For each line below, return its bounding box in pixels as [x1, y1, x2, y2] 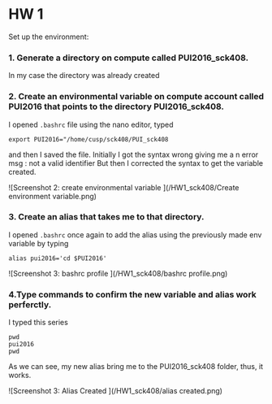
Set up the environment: [8, 32, 89, 41]
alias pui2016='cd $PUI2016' [8, 254, 107, 263]
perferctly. [8, 298, 52, 310]
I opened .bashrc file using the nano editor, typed [8, 119, 174, 129]
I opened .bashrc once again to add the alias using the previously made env [8, 229, 262, 240]
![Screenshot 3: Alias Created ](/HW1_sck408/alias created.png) [8, 386, 223, 396]
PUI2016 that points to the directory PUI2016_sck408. [8, 101, 225, 112]
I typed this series [8, 318, 69, 328]
